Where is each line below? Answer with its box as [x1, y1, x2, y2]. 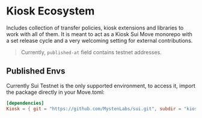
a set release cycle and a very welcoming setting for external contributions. [6, 37, 193, 44]
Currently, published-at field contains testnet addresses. [20, 48, 162, 55]
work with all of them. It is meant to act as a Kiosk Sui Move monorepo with [6, 30, 192, 37]
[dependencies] [6, 100, 44, 106]
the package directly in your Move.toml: [6, 88, 105, 96]
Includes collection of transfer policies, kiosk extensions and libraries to [6, 24, 184, 31]
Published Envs [6, 66, 66, 76]
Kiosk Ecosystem [6, 4, 95, 18]
